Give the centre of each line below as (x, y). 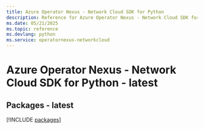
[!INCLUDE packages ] (34, 120)
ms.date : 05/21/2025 (32, 23)
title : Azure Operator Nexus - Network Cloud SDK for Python (85, 12)
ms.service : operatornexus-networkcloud (58, 40)
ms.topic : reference (32, 29)
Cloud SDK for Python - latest (82, 83)
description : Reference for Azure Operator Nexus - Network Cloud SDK (97, 18)
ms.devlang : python (31, 35)
